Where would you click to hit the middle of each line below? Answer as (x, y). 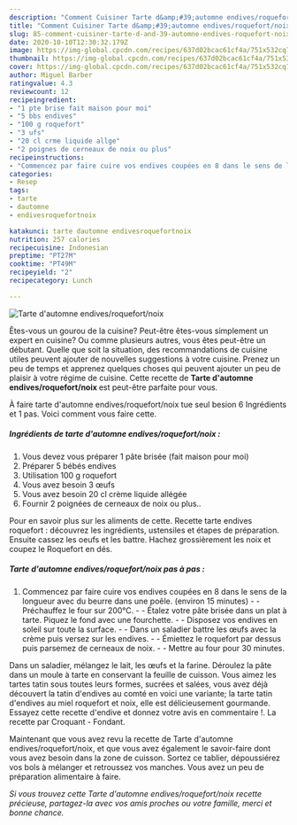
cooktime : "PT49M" (43, 264)
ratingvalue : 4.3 (41, 83)
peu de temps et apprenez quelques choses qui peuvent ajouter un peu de (145, 368)
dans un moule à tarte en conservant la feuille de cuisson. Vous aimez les (143, 674)
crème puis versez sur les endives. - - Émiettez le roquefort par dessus (151, 638)
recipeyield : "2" (41, 272)
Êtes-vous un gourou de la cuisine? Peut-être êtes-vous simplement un (139, 331)
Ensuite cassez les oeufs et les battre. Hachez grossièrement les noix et (140, 539)
